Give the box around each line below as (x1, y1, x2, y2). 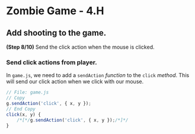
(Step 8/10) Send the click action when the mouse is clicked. (6, 43, 155, 50)
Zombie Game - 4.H (6, 4, 104, 18)
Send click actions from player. (6, 58, 98, 66)
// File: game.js (6, 90, 49, 95)
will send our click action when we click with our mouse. (6, 78, 144, 85)
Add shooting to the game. (6, 28, 107, 38)
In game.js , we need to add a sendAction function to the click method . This (6, 72, 190, 79)
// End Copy (6, 106, 36, 112)
